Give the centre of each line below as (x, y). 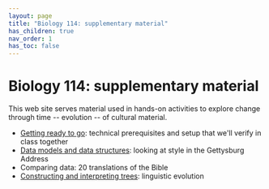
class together (44, 142)
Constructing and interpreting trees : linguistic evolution (112, 176)
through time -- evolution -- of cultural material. (88, 118)
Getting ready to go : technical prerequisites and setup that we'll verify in (141, 133)
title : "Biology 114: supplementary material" (88, 24)
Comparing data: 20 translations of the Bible (94, 168)
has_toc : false (34, 46)
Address (34, 159)
